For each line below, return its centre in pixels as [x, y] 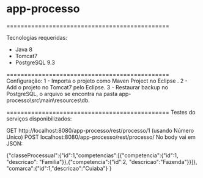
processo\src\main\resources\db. [48, 100]
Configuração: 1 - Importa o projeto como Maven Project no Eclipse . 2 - [97, 81]
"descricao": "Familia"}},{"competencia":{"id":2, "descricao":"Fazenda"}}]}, [102, 161]
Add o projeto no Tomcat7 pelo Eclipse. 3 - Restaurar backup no [87, 87]
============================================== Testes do [101, 112]
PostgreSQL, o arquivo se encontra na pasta [62, 94]
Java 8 [24, 49]
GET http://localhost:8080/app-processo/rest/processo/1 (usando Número [100, 130]
